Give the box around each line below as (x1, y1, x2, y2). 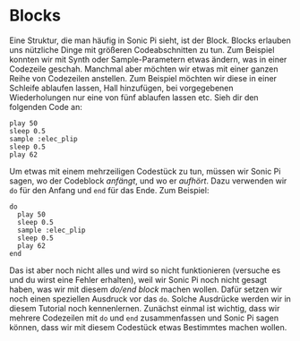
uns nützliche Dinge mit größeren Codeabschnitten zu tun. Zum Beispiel (9, 44, 275, 55)
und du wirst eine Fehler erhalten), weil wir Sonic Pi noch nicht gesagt (9, 274, 267, 285)
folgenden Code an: (9, 101, 82, 112)
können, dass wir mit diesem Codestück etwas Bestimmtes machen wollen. (9, 321, 287, 332)
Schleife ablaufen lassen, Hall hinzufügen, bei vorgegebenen (9, 82, 235, 93)
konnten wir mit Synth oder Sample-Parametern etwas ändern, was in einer (9, 54, 287, 64)
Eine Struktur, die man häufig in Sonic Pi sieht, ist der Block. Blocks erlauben (9, 35, 291, 46)
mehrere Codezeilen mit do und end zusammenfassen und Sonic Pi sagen (9, 312, 279, 323)
